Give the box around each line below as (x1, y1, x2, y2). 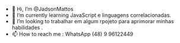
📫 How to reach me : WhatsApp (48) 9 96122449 (11, 31, 133, 37)
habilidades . (11, 24, 43, 31)
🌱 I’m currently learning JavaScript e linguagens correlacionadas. (11, 12, 172, 19)
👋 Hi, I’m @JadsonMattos (11, 6, 74, 12)
